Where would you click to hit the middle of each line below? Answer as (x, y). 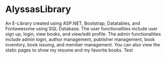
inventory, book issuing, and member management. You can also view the (83, 44)
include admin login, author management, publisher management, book (80, 39)
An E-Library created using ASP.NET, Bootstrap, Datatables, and (73, 23)
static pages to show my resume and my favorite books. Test (69, 50)
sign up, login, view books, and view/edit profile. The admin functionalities (83, 34)
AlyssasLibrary (38, 9)
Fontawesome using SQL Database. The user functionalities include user (81, 28)
